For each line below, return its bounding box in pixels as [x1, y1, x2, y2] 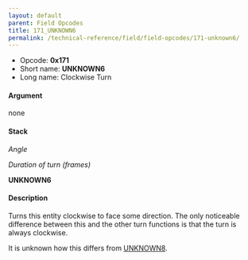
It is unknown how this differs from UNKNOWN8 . [8, 243, 169, 253]
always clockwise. [8, 227, 68, 237]
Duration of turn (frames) [8, 160, 91, 169]
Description [8, 193, 48, 203]
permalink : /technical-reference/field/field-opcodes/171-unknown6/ [8, 33, 240, 42]
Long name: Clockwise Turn [19, 72, 112, 82]
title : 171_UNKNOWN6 [8, 26, 77, 34]
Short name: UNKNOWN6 [19, 64, 106, 74]
